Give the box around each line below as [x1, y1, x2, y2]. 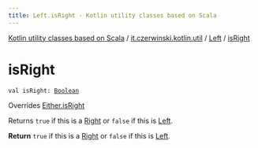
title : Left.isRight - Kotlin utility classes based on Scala [8, 11, 217, 20]
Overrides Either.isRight [8, 100, 85, 110]
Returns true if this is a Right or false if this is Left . [8, 116, 174, 125]
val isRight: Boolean [8, 87, 80, 94]
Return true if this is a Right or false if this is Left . [8, 131, 171, 140]
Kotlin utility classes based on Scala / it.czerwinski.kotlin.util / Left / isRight [8, 33, 250, 43]
